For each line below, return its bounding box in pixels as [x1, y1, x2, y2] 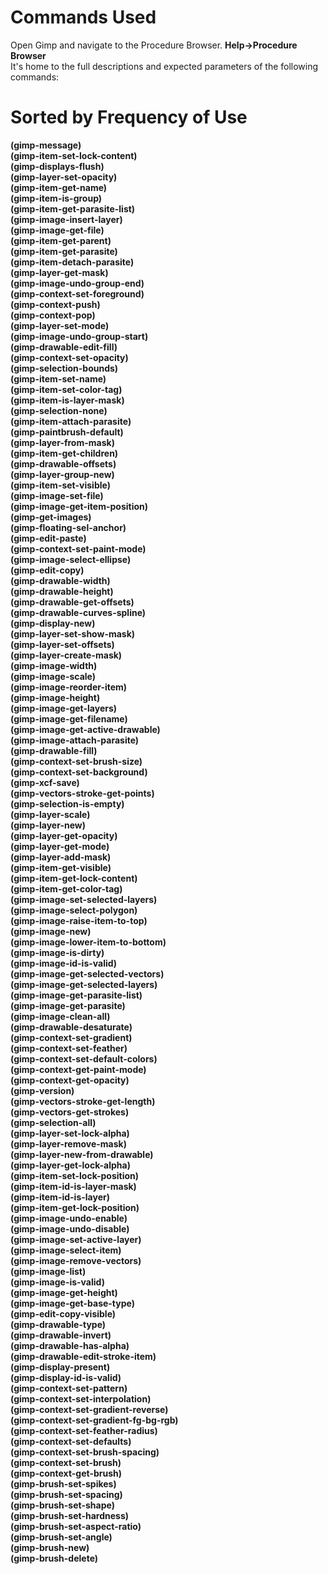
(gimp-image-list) [10, 1265, 87, 1277]
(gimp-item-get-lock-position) [10, 1201, 140, 1213]
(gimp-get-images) [10, 511, 92, 523]
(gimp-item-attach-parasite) [10, 415, 132, 427]
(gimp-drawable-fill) [10, 744, 98, 756]
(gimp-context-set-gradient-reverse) [10, 1403, 169, 1415]
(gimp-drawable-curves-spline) [10, 606, 147, 618]
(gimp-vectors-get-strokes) [10, 1106, 130, 1118]
